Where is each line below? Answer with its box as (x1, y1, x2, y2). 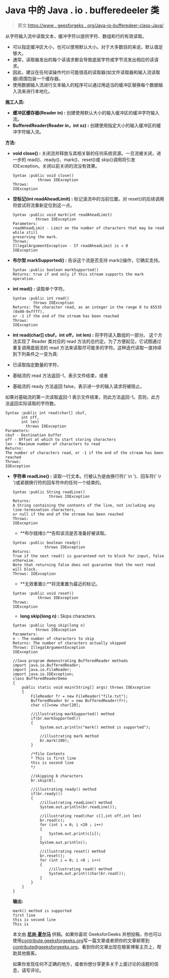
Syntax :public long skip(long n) (12, 622, 85, 628)
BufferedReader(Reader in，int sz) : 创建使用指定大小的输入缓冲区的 (12, 122, 157, 128)
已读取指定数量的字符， (12, 362, 62, 368)
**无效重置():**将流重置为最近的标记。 (20, 580, 100, 586)
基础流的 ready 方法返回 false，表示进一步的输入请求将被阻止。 (12, 383, 145, 389)
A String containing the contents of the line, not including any (12, 502, 155, 508)
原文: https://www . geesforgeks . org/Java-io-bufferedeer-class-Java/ (17, 22, 164, 28)
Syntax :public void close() (12, 173, 74, 178)
